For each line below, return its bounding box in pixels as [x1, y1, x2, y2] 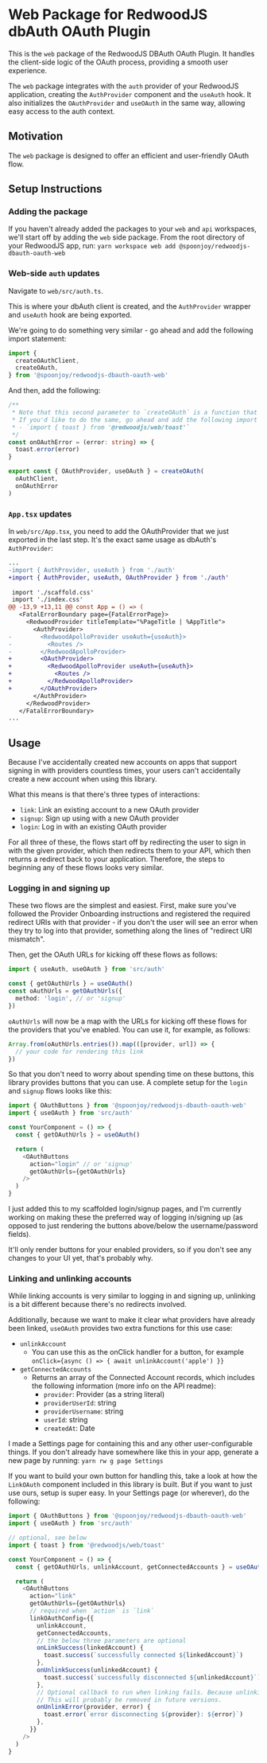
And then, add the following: [8, 386, 101, 396]
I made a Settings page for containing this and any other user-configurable [8, 1439, 253, 1449]
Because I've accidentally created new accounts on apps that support [8, 758, 238, 767]
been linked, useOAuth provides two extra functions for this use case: [8, 1324, 233, 1333]
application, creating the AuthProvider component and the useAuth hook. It [8, 89, 252, 99]
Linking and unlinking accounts [8, 1273, 132, 1284]
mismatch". [8, 934, 45, 944]
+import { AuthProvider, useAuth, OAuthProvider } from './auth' [8, 573, 229, 582]
